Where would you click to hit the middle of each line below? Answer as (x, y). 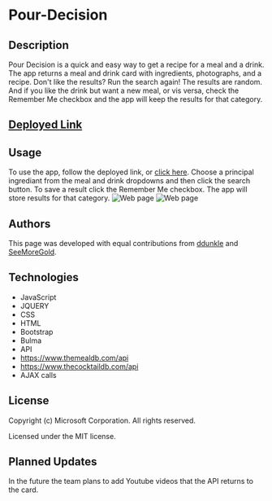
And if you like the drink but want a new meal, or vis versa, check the (124, 90)
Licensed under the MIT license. (62, 436)
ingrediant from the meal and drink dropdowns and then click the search (129, 181)
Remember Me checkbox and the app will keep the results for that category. (136, 99)
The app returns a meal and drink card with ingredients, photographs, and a (135, 73)
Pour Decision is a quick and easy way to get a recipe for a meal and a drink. (136, 64)
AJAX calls (38, 375)
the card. (24, 490)
